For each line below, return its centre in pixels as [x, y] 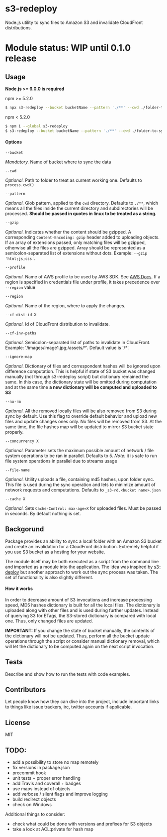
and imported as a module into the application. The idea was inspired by [79, 567]
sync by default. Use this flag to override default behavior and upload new [81, 416]
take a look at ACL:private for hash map [53, 829]
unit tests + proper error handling [46, 778]
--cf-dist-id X [21, 315]
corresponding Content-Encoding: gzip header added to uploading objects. [83, 237]
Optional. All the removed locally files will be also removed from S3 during [81, 411]
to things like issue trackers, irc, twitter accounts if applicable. [69, 707]
